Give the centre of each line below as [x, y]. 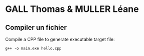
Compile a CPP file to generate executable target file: [60, 39]
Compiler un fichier [36, 28]
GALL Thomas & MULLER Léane [72, 9]
